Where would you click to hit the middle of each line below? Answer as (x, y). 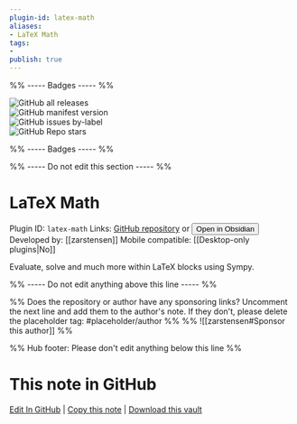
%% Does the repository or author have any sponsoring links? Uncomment (148, 301)
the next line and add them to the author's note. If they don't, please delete (148, 311)
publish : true (36, 60)
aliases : (26, 26)
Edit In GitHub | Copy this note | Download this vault (106, 409)
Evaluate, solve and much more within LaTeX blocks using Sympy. (132, 266)
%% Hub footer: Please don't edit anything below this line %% (125, 347)
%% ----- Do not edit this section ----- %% (91, 166)
